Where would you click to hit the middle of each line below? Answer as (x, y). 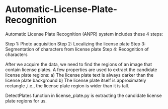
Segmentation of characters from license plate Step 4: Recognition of (77, 49)
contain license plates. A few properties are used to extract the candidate (81, 70)
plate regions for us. (26, 101)
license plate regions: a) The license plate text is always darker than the (79, 75)
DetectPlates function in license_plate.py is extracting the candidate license (83, 95)
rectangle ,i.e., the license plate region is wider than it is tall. (67, 86)
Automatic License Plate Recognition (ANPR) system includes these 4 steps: (84, 34)
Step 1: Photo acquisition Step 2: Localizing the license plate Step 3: (75, 43)
